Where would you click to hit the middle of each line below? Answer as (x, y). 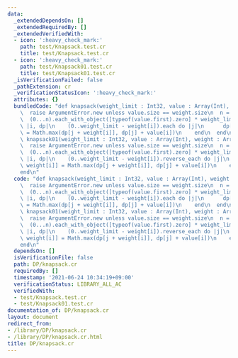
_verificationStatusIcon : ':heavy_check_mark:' (85, 93)
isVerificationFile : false (53, 258)
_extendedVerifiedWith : (49, 34)
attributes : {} (36, 100)
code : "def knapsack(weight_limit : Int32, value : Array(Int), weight (122, 179)
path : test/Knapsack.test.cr (63, 47)
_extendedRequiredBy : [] (50, 27)
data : (15, 14)
